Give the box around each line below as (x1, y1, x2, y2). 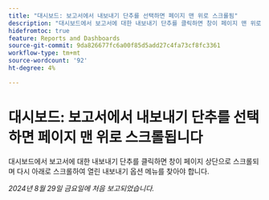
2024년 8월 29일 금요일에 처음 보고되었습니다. (8, 183, 155, 193)
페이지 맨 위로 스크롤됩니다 (37, 128, 203, 146)
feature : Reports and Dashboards (8, 34, 120, 43)
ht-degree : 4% (8, 64, 56, 72)
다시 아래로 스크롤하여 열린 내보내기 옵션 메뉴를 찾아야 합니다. (16, 166, 210, 176)
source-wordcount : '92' (8, 57, 88, 65)
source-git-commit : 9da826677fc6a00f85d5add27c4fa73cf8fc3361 (8, 42, 221, 50)
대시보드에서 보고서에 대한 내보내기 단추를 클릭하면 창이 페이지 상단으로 (8, 156, 231, 165)
